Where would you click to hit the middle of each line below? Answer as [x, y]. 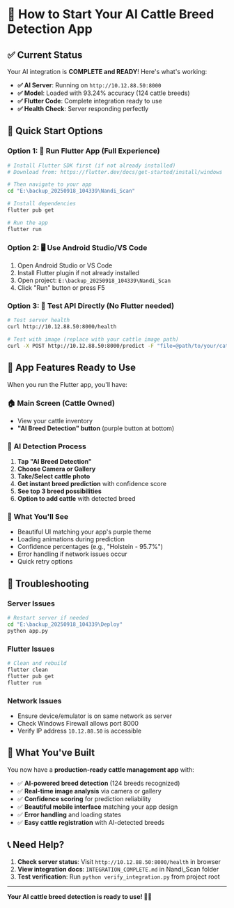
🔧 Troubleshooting [48, 584]
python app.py [28, 631]
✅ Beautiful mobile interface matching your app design [97, 807]
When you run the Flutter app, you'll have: [67, 384]
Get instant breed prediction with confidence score [92, 484]
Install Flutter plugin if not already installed [78, 272]
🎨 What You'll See [38, 517]
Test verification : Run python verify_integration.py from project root [119, 877]
